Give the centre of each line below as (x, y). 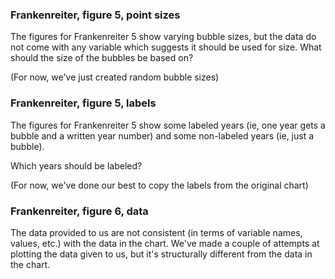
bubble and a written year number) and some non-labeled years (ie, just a (162, 135)
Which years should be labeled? (76, 165)
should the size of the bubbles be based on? (102, 58)
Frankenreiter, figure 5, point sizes (95, 15)
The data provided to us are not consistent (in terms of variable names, (156, 232)
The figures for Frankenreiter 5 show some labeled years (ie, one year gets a (168, 125)
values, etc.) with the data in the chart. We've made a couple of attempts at (165, 243)
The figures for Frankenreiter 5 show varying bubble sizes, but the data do (163, 37)
